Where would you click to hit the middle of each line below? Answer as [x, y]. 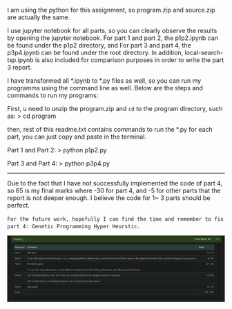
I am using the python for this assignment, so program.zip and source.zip [111, 10]
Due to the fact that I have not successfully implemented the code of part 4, [115, 183]
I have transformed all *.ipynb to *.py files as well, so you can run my [104, 81]
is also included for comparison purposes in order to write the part [129, 60]
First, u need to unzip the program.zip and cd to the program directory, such [115, 109]
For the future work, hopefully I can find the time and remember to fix [116, 219]
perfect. [18, 205]
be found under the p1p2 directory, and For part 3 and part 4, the [99, 45]
